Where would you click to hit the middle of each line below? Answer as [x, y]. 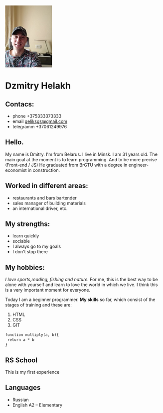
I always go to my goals [37, 246]
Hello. [14, 142]
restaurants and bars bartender [45, 198]
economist [16, 170]
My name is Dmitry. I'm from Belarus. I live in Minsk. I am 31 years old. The [81, 154]
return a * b [21, 340]
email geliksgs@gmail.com [40, 121]
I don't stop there [30, 252]
